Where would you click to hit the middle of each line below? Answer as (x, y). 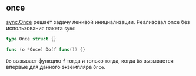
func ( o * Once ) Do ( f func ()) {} (46, 49)
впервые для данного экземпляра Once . (56, 67)
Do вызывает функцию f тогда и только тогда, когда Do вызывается (90, 61)
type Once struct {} (31, 39)
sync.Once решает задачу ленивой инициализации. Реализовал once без (98, 22)
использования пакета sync (41, 28)
